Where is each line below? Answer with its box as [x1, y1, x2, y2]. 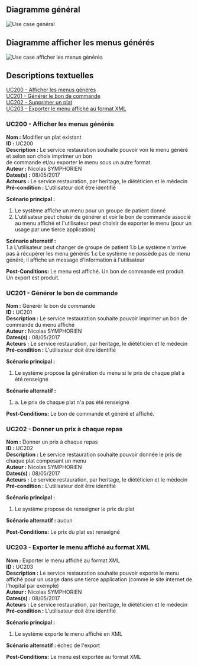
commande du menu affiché [6, 321, 75, 329]
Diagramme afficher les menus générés [6, 38, 155, 48]
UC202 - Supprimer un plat [6, 99, 73, 106]
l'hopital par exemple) [6, 582, 59, 589]
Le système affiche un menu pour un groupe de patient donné [14, 207, 167, 214]
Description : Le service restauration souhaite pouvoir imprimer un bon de [6, 315, 187, 322]
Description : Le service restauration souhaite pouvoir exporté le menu [6, 569, 179, 576]
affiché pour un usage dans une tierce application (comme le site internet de [6, 575, 193, 583]
